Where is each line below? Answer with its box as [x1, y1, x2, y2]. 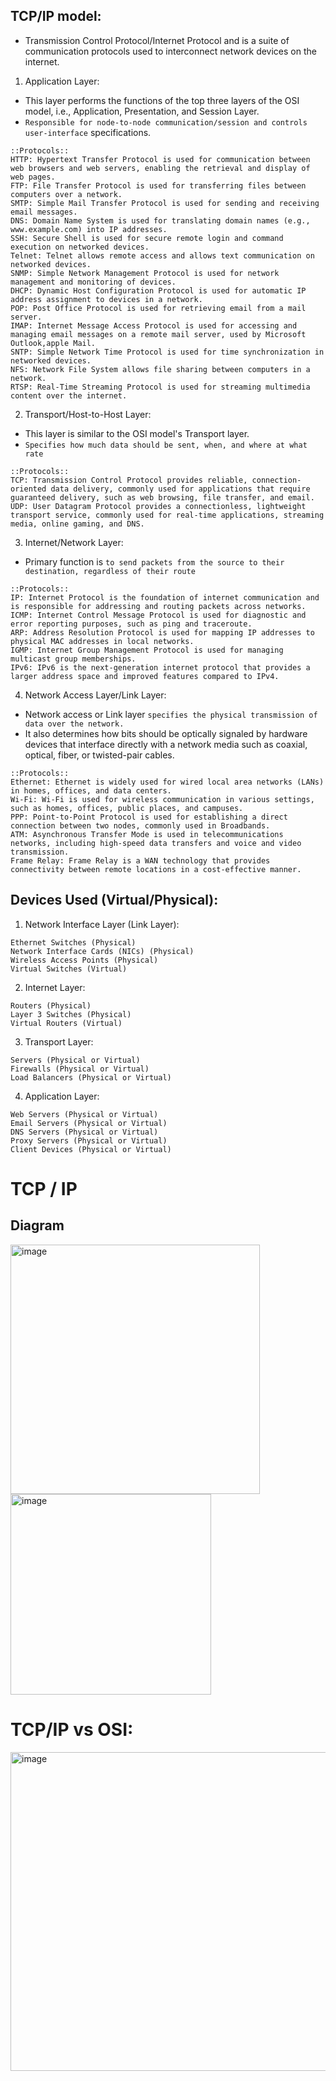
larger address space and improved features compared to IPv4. [10, 671, 280, 681]
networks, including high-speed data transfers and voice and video [10, 838, 302, 848]
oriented [10, 484, 47, 494]
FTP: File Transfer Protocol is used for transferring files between [10, 180, 307, 191]
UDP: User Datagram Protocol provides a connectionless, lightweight [10, 501, 307, 511]
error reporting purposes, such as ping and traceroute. [10, 619, 253, 629]
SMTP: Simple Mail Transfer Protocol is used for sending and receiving [10, 198, 320, 208]
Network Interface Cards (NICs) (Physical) [10, 946, 195, 956]
